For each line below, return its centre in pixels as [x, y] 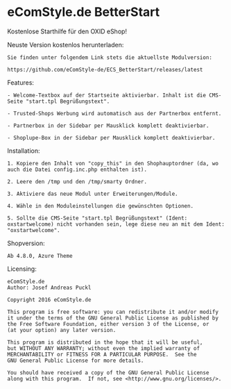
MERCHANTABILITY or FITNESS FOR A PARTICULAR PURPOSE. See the [102, 354]
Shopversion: [26, 243]
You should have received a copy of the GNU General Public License [108, 372]
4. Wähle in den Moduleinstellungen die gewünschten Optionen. [101, 206]
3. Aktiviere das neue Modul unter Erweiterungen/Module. [93, 194]
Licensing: [22, 269]
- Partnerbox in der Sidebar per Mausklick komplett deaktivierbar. [108, 126]
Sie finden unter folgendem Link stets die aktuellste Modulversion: [110, 57]
